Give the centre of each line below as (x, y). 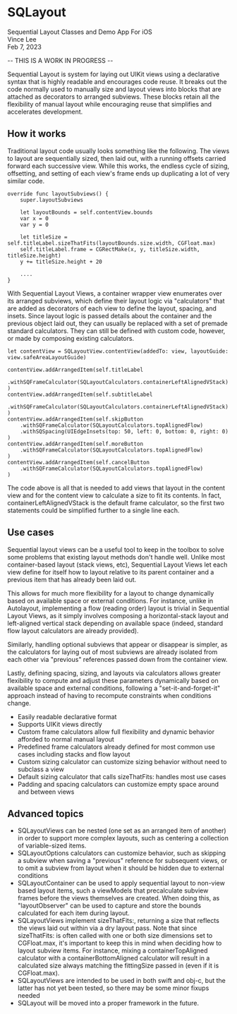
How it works (37, 134)
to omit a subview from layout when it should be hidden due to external (121, 868)
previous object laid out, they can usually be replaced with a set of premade (117, 323)
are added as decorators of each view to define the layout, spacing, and (112, 308)
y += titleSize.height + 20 (61, 262)
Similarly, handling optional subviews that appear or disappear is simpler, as (117, 644)
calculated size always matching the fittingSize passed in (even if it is (118, 966)
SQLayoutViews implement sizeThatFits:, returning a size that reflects (119, 921)
